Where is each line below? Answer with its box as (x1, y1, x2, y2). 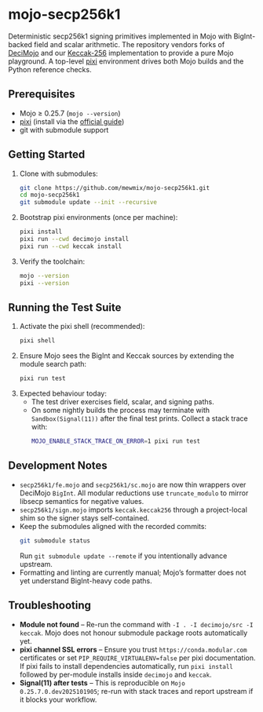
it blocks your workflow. (19, 695, 97, 704)
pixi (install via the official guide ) (19, 116, 125, 126)
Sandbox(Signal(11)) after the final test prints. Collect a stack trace (31, 414, 249, 423)
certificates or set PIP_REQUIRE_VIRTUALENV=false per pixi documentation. (19, 653, 256, 663)
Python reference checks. (8, 64, 92, 74)
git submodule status (19, 536, 90, 545)
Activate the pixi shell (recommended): (19, 322, 145, 331)
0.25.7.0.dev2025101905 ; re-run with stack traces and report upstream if (19, 686, 254, 696)
